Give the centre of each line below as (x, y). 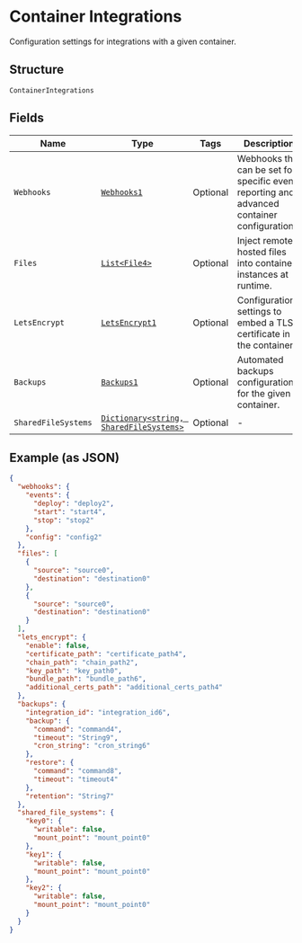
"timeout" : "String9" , (75, 738)
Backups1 (120, 382)
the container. (266, 345)
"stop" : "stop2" (63, 520)
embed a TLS (265, 323)
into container (266, 262)
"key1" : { (44, 854)
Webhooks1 (122, 192)
